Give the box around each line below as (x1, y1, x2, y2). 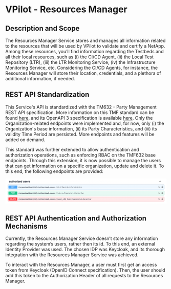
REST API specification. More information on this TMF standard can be (5, 109, 155, 116)
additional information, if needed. (5, 76, 75, 81)
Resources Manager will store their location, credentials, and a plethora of (5, 70, 161, 76)
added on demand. (5, 137, 46, 143)
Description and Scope (5, 24, 80, 33)
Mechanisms (5, 221, 48, 231)
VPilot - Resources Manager (5, 4, 128, 15)
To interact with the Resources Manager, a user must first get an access (5, 261, 157, 268)
